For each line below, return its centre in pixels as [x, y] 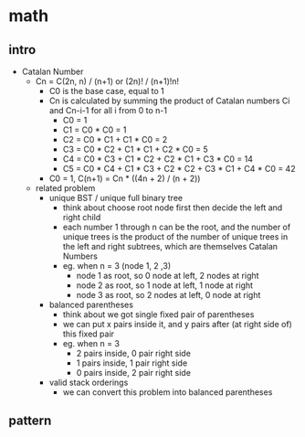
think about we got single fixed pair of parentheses [158, 314]
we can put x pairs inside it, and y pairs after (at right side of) [178, 324]
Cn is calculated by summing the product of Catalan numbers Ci [169, 101]
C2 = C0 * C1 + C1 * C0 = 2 [115, 139]
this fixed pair [89, 334]
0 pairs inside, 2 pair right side [133, 373]
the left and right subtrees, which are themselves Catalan [170, 246]
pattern [30, 421]
